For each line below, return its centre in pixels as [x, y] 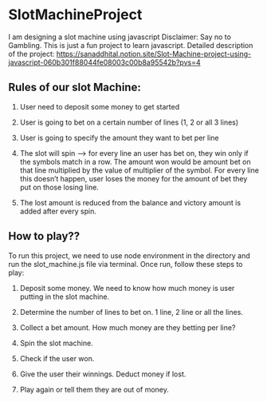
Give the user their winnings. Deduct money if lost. [103, 374]
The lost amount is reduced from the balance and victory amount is [130, 202]
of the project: [31, 54]
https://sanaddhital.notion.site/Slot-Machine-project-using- [154, 54]
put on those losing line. [59, 187]
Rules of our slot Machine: [75, 88]
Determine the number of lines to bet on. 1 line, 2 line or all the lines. [131, 312]
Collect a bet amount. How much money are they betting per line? [128, 327]
